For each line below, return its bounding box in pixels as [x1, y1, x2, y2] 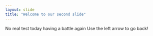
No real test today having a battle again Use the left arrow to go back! [5, 25, 148, 31]
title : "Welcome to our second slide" [5, 12, 86, 17]
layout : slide [5, 7, 35, 12]
